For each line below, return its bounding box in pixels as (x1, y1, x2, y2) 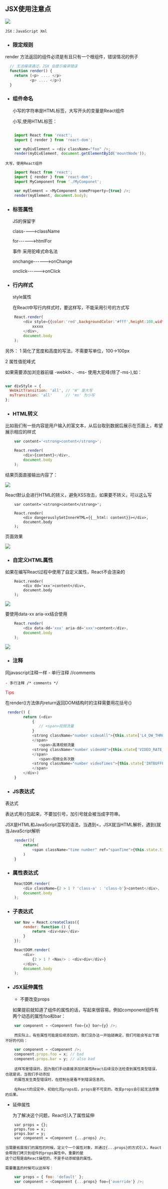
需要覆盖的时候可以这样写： (5, 1166, 54, 1171)
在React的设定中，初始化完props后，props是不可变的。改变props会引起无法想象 (14, 1087, 159, 1092)
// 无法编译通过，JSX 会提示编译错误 (9, 64, 77, 69)
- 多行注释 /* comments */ (5, 680, 58, 686)
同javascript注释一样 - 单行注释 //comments (5, 670, 95, 676)
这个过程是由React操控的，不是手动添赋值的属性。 (5, 1156, 95, 1161)
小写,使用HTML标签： (12, 118, 57, 124)
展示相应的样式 (5, 429, 36, 435)
